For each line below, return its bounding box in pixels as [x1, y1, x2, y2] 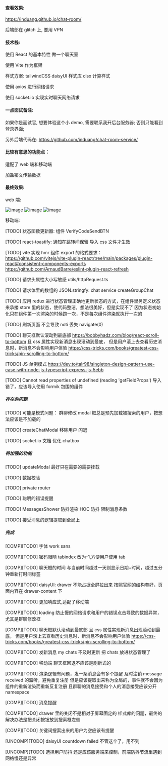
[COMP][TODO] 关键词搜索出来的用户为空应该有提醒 [5, 727, 115, 733]
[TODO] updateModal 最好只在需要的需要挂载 [5, 464, 100, 470]
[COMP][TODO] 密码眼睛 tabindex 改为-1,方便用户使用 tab [5, 554, 126, 560]
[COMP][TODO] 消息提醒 [5, 699, 57, 705]
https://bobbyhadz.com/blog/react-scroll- [72, 332, 159, 338]
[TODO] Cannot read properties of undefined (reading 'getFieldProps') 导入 [5, 377, 162, 384]
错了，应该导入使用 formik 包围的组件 [5, 384, 83, 390]
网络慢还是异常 [5, 755, 36, 761]
